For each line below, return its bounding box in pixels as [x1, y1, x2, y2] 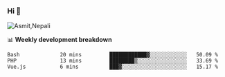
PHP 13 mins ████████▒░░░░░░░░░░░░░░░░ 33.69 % [7, 58, 218, 65]
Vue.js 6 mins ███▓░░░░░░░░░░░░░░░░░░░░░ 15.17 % [7, 63, 218, 71]
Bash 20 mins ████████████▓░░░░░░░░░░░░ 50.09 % [7, 52, 218, 58]
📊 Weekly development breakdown [7, 36, 112, 44]
